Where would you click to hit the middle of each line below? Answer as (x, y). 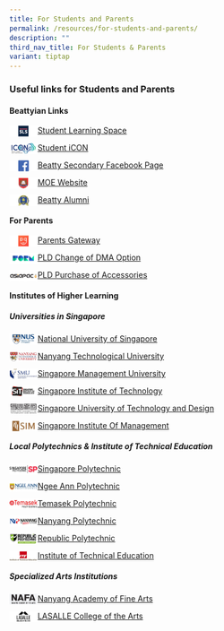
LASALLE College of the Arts (90, 616)
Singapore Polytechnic (79, 468)
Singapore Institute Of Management (103, 426)
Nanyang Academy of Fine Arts (95, 598)
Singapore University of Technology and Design (126, 409)
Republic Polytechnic (76, 538)
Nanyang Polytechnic (77, 521)
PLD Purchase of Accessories (92, 275)
